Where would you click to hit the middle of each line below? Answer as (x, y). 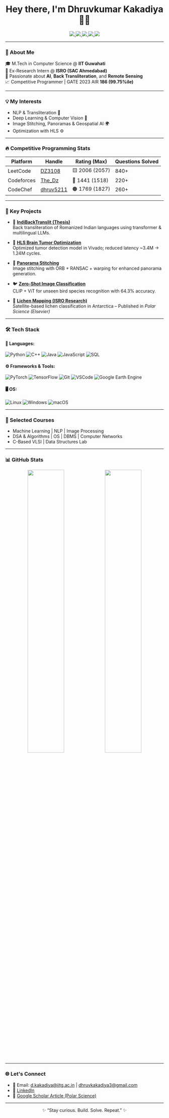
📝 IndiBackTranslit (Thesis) (41, 222)
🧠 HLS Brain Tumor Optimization (47, 243)
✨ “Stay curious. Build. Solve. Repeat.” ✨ (84, 1110)
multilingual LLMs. (31, 233)
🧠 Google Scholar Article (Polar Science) (54, 1095)
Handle (54, 161)
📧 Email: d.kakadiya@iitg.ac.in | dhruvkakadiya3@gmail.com (75, 1085)
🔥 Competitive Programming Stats (48, 148)
